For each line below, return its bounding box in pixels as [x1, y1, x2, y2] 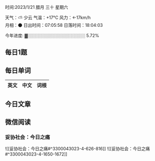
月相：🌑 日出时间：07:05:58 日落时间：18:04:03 [5, 22, 103, 28]
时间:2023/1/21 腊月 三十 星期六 [5, 4, 68, 10]
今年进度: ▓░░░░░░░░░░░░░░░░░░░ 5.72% [5, 33, 99, 38]
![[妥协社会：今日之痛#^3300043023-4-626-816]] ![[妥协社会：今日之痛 [5, 146, 150, 152]
